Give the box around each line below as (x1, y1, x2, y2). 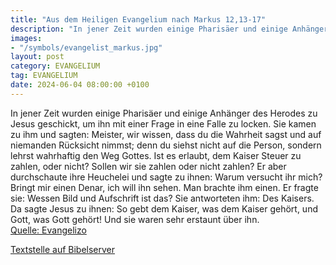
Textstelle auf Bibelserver (10, 243, 116, 255)
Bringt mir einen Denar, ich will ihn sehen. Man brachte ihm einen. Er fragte (10, 181, 319, 193)
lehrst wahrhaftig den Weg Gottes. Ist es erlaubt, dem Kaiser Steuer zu (10, 149, 302, 161)
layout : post (10, 52, 65, 62)
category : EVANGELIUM (10, 61, 101, 71)
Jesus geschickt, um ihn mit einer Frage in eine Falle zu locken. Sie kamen (10, 117, 317, 130)
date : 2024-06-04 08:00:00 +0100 (10, 80, 150, 90)
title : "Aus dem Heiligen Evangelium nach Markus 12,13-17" (10, 14, 267, 25)
